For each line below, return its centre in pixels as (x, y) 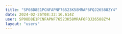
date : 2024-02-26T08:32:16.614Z (40, 14)
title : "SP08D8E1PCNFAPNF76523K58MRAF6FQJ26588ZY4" (61, 10)
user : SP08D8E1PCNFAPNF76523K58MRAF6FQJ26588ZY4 (58, 19)
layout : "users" (22, 24)
